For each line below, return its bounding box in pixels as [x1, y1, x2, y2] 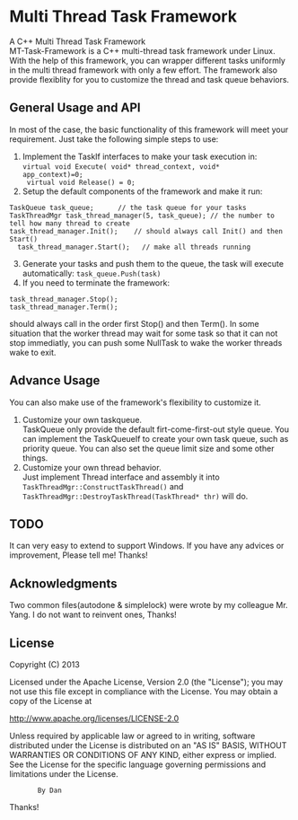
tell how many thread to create [9, 218, 130, 228]
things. [22, 452, 48, 463]
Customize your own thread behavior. [22, 462, 162, 472]
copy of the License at [9, 696, 92, 706]
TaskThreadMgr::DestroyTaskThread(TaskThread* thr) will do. [22, 490, 249, 501]
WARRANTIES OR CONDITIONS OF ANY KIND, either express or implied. [9, 750, 276, 760]
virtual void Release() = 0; [26, 178, 136, 187]
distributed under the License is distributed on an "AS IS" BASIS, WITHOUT [9, 740, 287, 751]
